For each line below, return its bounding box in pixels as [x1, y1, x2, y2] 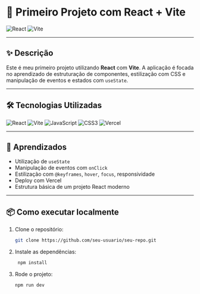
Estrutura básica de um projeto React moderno [14, 183, 130, 191]
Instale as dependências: [14, 248, 76, 256]
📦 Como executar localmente [6, 207, 119, 217]
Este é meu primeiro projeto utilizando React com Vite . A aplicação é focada [6, 64, 194, 71]
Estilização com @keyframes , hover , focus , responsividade [14, 170, 155, 178]
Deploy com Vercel [14, 177, 62, 184]
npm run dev [14, 282, 45, 288]
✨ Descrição [6, 48, 54, 59]
